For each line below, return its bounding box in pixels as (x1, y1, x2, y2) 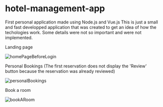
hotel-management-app (5, 3, 105, 14)
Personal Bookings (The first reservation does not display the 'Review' (5, 63, 147, 69)
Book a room (5, 87, 31, 93)
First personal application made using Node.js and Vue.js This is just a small (5, 19, 158, 25)
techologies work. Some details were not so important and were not (5, 29, 142, 35)
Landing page (5, 44, 33, 50)
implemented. (5, 35, 33, 41)
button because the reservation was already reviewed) (5, 68, 116, 74)
